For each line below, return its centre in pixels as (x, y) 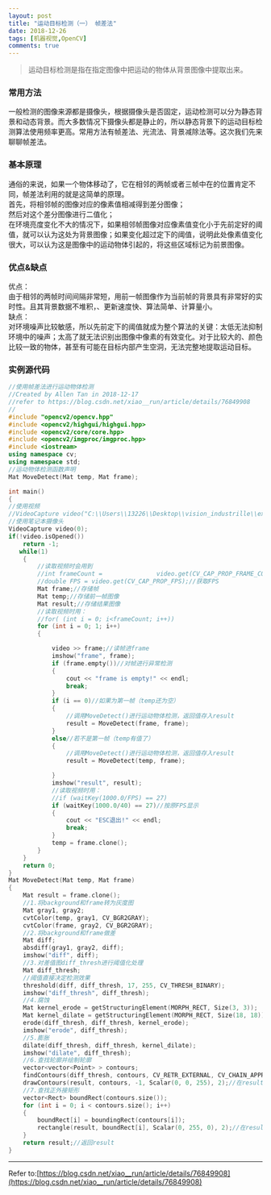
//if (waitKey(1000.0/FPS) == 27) (109, 798)
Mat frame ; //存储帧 (68, 589)
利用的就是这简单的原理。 (86, 194)
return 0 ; (40, 865)
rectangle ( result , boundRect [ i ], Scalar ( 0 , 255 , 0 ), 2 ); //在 (142, 1128)
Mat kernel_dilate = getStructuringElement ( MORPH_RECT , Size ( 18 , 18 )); (146, 1016)
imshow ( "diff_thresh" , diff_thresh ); (86, 993)
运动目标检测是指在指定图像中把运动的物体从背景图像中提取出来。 (138, 70)
